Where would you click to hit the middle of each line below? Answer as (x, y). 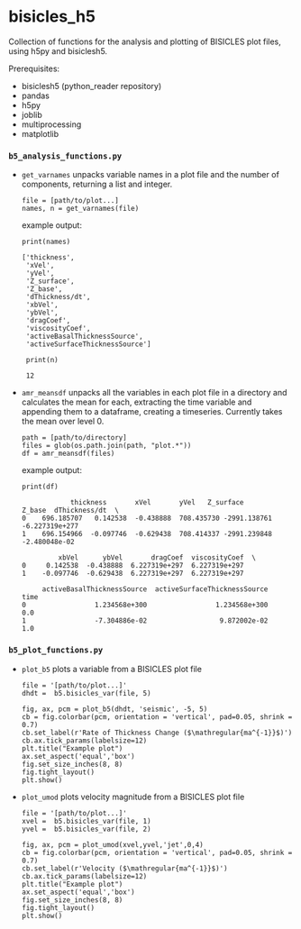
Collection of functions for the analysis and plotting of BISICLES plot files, (145, 41)
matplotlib (40, 133)
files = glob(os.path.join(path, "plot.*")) (106, 446)
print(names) (46, 242)
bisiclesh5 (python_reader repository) (91, 86)
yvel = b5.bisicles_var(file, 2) (86, 829)
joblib (32, 114)
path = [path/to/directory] (74, 438)
